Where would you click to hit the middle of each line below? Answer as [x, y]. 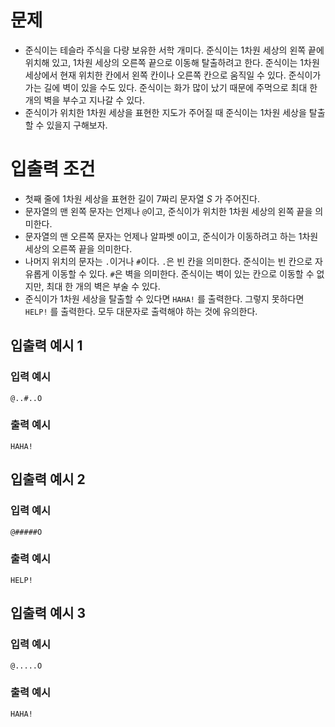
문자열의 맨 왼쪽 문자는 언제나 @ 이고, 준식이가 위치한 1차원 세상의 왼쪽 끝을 [168, 211]
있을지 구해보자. [77, 125]
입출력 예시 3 [48, 613]
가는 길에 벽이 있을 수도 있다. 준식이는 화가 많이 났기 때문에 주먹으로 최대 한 [171, 87]
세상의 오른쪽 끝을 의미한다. [78, 248]
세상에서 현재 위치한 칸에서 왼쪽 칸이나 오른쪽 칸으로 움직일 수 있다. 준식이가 [173, 75]
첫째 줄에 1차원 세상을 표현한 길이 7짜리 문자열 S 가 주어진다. [142, 198]
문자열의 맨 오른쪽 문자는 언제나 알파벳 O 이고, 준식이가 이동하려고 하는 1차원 [171, 236]
